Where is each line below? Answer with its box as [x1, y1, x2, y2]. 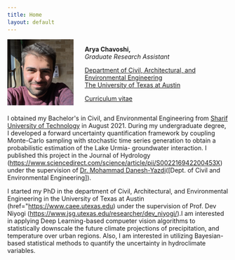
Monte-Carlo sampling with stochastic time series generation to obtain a [7, 136, 216, 145]
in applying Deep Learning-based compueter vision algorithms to [7, 217, 196, 225]
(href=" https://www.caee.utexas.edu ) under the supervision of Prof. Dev [7, 201, 217, 210]
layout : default [7, 18, 55, 26]
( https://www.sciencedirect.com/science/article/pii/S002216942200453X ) [7, 158, 223, 167]
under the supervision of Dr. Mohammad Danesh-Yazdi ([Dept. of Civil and [7, 166, 221, 174]
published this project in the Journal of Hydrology [7, 151, 151, 159]
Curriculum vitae [84, 94, 133, 103]
